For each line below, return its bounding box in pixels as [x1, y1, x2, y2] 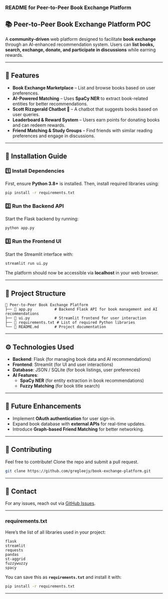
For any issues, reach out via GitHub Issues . [5, 501, 96, 507]
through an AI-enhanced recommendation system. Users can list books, [5, 41, 154, 47]
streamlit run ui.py [5, 261, 48, 266]
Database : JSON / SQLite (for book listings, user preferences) [12, 367, 140, 373]
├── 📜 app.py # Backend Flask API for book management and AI [5, 307, 157, 312]
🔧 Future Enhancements [5, 402, 81, 411]
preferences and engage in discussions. [12, 133, 95, 139]
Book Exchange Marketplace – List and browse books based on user [12, 84, 156, 90]
